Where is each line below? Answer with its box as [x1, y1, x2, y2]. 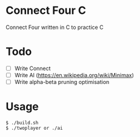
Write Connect [14, 65, 51, 72]
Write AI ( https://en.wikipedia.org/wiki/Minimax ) [14, 71, 135, 78]
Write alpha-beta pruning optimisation [14, 78, 110, 85]
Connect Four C [5, 4, 86, 18]
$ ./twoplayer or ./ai [5, 125, 63, 131]
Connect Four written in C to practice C [5, 24, 104, 31]
